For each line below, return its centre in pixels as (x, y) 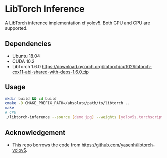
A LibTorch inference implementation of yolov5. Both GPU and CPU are (78, 23)
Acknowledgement (35, 133)
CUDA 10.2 (23, 61)
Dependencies (28, 44)
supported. (16, 28)
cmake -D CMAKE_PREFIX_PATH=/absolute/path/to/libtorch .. (68, 103)
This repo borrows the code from (46, 145)
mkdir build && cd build (31, 99)
